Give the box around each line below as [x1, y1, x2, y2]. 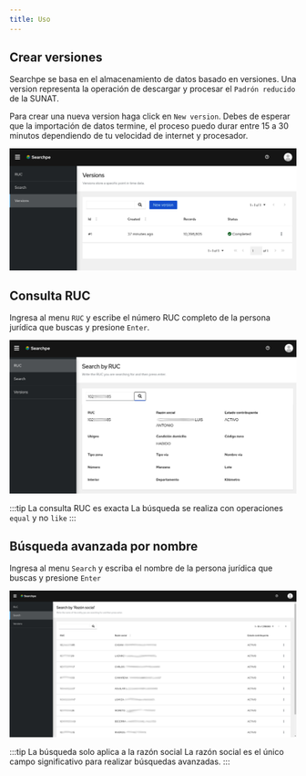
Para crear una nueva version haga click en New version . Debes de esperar [9, 110, 291, 122]
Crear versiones [9, 50, 103, 66]
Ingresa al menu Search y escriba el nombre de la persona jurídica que [9, 562, 273, 574]
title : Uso [9, 15, 51, 24]
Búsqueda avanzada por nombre [9, 539, 199, 554]
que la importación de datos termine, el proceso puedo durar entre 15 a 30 [9, 121, 290, 131]
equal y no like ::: [9, 512, 76, 523]
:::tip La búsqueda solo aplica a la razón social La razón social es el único [9, 747, 284, 758]
